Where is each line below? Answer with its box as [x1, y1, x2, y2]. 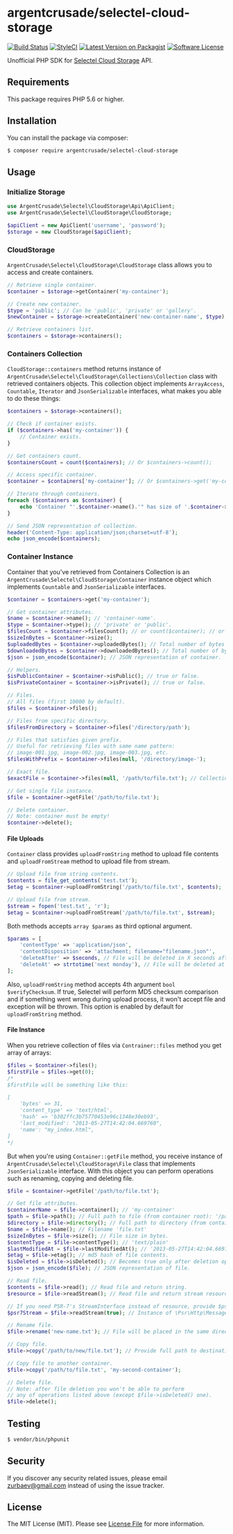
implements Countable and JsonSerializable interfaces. [7, 583, 166, 591]
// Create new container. [7, 301, 82, 308]
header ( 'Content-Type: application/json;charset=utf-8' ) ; [7, 529, 178, 536]
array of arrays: [7, 1049, 52, 1057]
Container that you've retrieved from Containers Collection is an [7, 567, 190, 576]
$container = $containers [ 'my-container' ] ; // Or [7, 478, 154, 485]
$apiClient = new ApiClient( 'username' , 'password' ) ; [7, 221, 166, 229]
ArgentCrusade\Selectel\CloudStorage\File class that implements [7, 1159, 196, 1167]
